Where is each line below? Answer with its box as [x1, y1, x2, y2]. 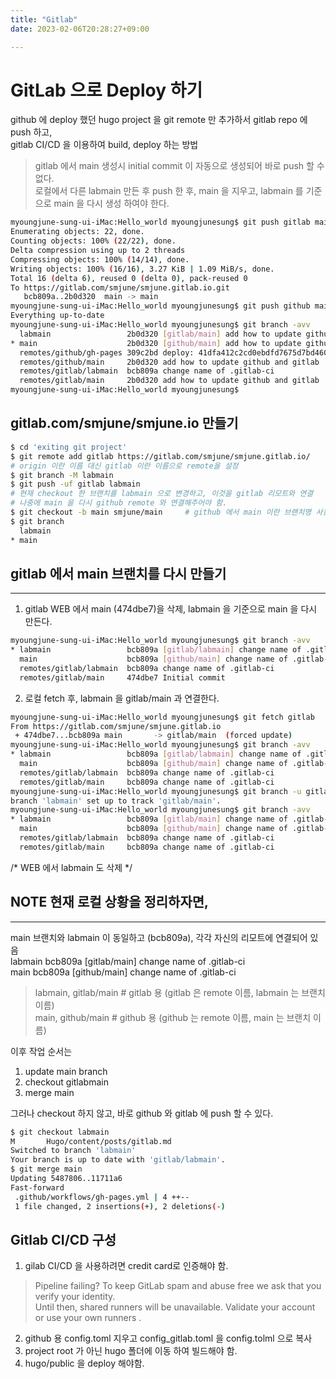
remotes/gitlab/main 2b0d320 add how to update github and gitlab [19, 376, 320, 386]
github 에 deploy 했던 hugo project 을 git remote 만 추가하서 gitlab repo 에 [10, 114, 308, 126]
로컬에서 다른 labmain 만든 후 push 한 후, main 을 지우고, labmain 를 [34, 185, 304, 197]
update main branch [24, 1065, 108, 1077]
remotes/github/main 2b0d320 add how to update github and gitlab [19, 357, 320, 367]
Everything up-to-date [10, 311, 105, 321]
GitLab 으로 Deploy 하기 [10, 79, 203, 101]
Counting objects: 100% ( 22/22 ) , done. [10, 236, 177, 246]
